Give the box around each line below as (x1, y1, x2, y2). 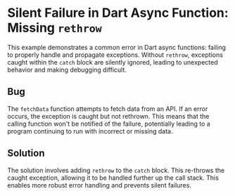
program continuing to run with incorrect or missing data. (7, 126, 173, 135)
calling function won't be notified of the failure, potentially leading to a (7, 119, 211, 128)
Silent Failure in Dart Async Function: (7, 5, 229, 21)
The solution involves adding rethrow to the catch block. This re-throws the (7, 166, 225, 174)
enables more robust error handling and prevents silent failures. (7, 181, 192, 189)
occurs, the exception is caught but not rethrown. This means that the (7, 112, 210, 120)
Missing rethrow (7, 20, 102, 36)
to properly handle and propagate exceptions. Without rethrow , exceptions (7, 51, 224, 59)
